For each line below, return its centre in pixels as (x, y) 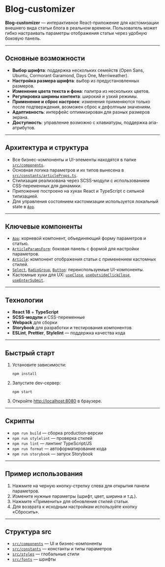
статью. (20, 244)
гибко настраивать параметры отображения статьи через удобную (76, 33)
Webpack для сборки (35, 322)
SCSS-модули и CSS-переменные (48, 317)
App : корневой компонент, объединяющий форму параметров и (79, 238)
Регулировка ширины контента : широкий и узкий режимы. (75, 96)
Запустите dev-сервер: (36, 383)
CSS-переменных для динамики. (47, 186)
